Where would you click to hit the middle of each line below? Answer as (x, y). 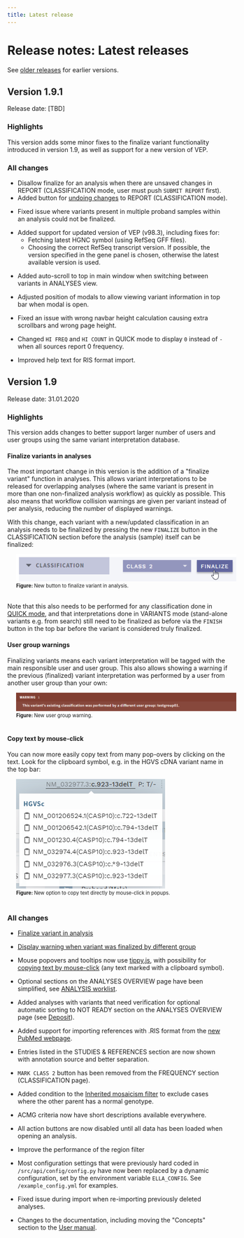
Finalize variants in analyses (49, 456)
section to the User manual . (57, 1227)
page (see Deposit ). (46, 1017)
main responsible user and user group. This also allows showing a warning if (117, 668)
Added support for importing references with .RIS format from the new (119, 1030)
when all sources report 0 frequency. (71, 346)
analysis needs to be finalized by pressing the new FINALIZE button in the (113, 530)
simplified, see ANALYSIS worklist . (67, 988)
